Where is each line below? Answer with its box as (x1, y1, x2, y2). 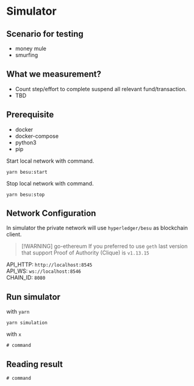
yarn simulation (6, 320, 48, 326)
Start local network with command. (6, 157, 95, 165)
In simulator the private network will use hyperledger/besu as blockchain (6, 225, 188, 232)
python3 (15, 139, 37, 146)
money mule (15, 45, 47, 52)
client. (6, 231, 22, 238)
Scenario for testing (6, 29, 84, 39)
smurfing (15, 51, 38, 59)
